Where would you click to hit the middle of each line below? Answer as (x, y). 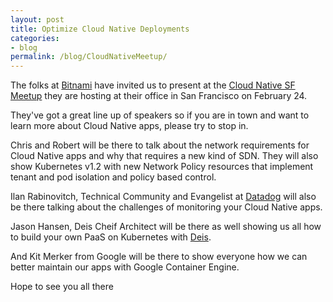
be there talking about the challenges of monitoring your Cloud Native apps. (166, 207)
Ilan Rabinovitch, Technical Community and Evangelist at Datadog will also (163, 197)
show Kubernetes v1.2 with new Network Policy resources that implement (162, 167)
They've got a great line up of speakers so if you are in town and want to (160, 115)
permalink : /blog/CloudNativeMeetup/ (89, 57)
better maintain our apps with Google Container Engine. (125, 267)
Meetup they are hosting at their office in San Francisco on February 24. (159, 96)
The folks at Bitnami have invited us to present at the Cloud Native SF (153, 85)
